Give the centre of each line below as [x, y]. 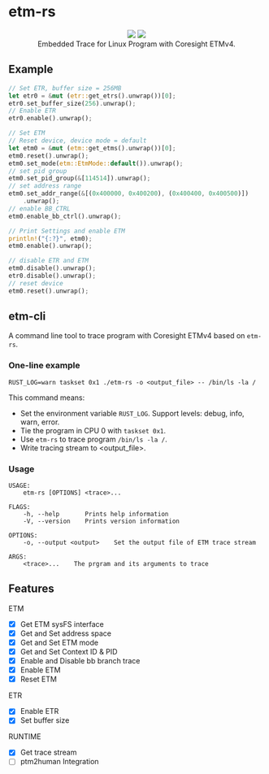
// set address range [45, 186]
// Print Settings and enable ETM [67, 231]
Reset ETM [38, 679]
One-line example [44, 366]
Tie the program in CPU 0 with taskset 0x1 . [93, 430]
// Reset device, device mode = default [78, 141]
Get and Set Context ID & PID [69, 652]
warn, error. [40, 422]
